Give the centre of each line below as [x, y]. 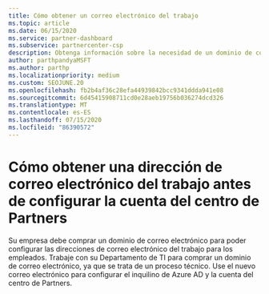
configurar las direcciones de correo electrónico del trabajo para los [121, 248]
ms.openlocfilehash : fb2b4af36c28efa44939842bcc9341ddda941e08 [116, 90]
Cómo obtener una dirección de [115, 167]
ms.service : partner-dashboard [60, 38]
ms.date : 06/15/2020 [43, 30]
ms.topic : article [39, 23]
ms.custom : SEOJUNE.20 [46, 83]
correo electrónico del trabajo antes [130, 184]
